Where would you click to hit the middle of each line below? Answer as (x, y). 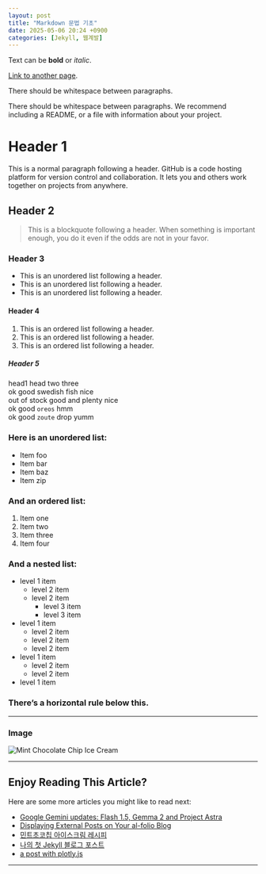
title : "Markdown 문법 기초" (53, 23)
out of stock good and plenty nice (63, 401)
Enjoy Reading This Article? (78, 782)
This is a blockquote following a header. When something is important (141, 230)
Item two (34, 527)
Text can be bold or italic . (50, 60)
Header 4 (24, 311)
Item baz (34, 472)
